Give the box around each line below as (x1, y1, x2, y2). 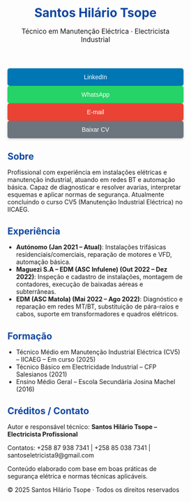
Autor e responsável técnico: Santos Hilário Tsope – (7, 423, 158, 431)
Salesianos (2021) (16, 369, 68, 379)
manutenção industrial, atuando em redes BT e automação (7, 175, 176, 183)
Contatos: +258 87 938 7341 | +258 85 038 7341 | (7, 444, 151, 452)
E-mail (86, 108, 105, 116)
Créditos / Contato (7, 405, 90, 417)
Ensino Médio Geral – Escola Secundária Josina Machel (16, 377, 176, 386)
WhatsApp (81, 90, 110, 99)
